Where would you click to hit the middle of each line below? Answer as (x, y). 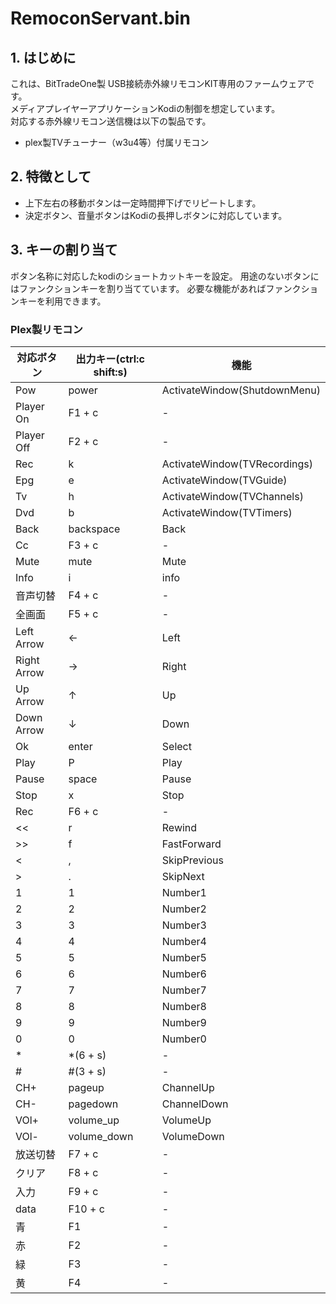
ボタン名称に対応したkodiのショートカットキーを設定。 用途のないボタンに (165, 276)
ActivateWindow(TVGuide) (224, 480)
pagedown (93, 1104)
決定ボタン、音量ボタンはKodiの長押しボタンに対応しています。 (156, 215)
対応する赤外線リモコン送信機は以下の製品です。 (111, 121)
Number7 (184, 990)
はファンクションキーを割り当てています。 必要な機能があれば (138, 288)
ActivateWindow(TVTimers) (227, 512)
